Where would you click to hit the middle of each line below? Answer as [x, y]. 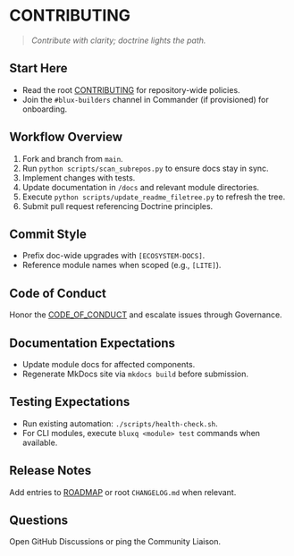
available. [40, 442]
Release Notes [50, 471]
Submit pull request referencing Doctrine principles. [118, 206]
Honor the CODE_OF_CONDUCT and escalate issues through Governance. [146, 315]
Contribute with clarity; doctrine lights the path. [118, 40]
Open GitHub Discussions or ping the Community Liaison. [115, 542]
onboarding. [45, 109]
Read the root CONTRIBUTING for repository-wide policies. [131, 89]
